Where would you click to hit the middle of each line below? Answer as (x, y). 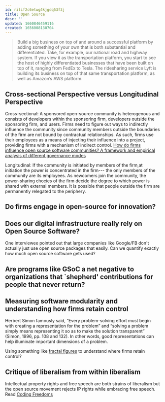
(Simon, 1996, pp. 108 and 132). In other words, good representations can (80, 336)
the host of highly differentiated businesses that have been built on (85, 63)
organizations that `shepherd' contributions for (79, 277)
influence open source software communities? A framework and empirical (80, 150)
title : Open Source (25, 14)
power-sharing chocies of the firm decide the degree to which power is (78, 181)
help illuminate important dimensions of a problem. (57, 342)
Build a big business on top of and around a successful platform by (85, 42)
